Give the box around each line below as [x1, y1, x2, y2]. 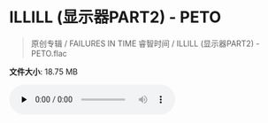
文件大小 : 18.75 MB [9, 66, 78, 77]
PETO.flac [30, 48, 68, 58]
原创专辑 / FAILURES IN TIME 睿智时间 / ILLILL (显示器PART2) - [30, 38, 260, 49]
